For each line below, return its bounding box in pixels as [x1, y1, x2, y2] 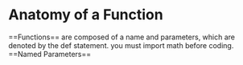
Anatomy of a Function [8, 6, 163, 24]
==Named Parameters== [8, 49, 92, 59]
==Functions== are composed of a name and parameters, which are [8, 32, 236, 42]
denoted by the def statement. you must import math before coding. [8, 40, 234, 50]
